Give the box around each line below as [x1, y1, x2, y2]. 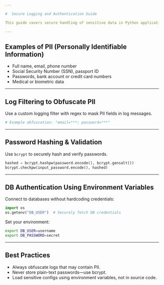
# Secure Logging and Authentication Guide [5, 11, 97, 16]
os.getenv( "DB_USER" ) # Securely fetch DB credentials [5, 210, 121, 215]
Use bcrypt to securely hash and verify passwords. [5, 151, 108, 157]
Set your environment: [5, 219, 50, 225]
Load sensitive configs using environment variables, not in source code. [12, 274, 157, 280]
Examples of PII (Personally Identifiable [5, 43, 127, 51]
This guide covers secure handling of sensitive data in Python [5, 20, 139, 25]
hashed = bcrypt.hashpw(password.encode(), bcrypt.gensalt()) [5, 160, 134, 165]
